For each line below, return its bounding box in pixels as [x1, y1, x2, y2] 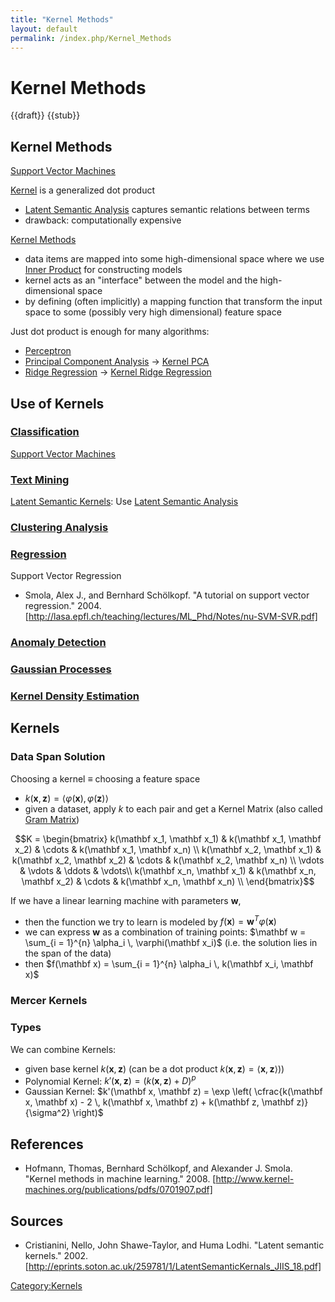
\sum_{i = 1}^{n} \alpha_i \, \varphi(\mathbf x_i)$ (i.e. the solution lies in [24, 937, 318, 949]
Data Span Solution [10, 750, 106, 764]
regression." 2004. [24, 600, 102, 612]
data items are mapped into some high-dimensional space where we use [24, 253, 325, 265]
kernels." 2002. [24, 1249, 89, 1261]
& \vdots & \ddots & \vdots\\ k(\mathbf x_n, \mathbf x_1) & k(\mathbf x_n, [19, 864, 317, 876]
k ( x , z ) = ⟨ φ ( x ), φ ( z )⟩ [24, 792, 109, 804]
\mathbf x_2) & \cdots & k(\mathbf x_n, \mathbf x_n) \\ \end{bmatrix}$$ [21, 875, 315, 887]
